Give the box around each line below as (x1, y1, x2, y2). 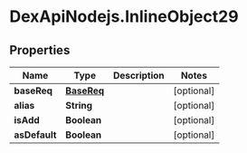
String (65, 100, 93, 111)
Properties (9, 43, 71, 58)
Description (112, 70, 165, 81)
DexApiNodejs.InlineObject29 (9, 6, 239, 27)
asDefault (14, 129, 57, 141)
